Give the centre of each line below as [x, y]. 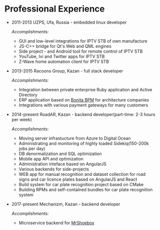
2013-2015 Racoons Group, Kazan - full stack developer [67, 71]
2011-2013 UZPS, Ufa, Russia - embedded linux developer [69, 22]
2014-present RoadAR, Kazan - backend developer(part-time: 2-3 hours [83, 114]
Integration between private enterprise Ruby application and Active [86, 89]
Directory [28, 95]
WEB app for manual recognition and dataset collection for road [82, 174]
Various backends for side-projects [54, 169]
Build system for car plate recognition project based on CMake [81, 184]
